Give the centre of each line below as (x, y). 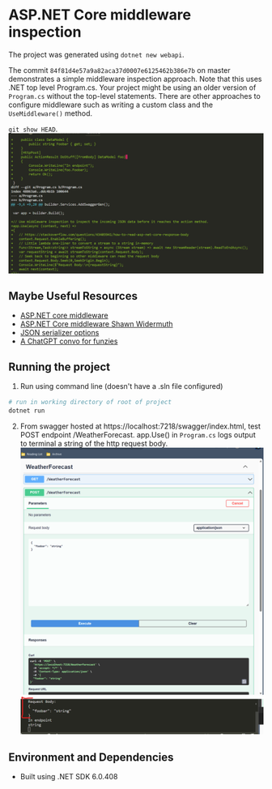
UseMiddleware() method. (51, 113)
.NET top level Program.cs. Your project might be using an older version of (132, 87)
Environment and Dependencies (91, 757)
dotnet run (27, 411)
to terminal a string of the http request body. (94, 443)
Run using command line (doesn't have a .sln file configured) (121, 386)
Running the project (59, 367)
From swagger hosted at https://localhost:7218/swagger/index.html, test (140, 426)
